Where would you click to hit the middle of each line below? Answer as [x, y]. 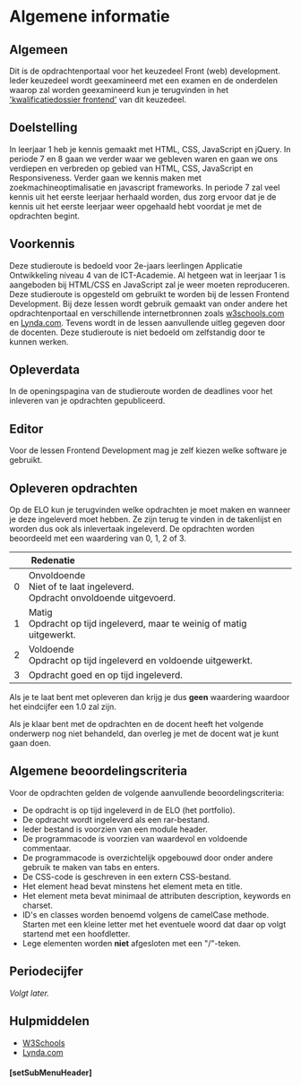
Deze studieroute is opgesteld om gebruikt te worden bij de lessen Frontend [149, 294]
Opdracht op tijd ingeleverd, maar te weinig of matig [138, 624]
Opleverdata [45, 370]
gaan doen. [30, 743]
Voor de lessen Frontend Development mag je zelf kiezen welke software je [148, 450]
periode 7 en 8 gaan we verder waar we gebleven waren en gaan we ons [144, 158]
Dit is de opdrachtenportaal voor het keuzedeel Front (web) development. [145, 71]
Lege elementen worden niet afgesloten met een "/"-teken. [132, 943]
